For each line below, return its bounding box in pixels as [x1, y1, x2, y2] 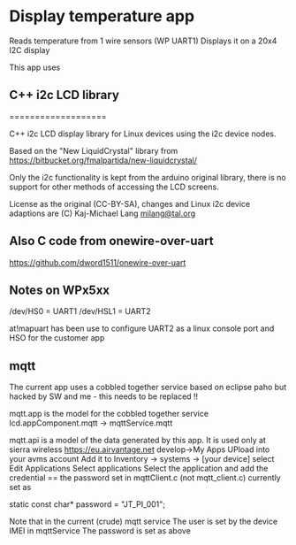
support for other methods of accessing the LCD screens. [9, 181, 219, 192]
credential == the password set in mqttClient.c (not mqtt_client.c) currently [9, 472, 281, 483]
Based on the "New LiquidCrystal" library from [9, 145, 178, 156]
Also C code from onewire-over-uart [9, 234, 214, 249]
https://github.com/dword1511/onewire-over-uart [9, 257, 186, 267]
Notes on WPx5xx [9, 282, 110, 297]
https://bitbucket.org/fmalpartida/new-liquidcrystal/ [9, 155, 197, 165]
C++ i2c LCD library [9, 88, 119, 103]
